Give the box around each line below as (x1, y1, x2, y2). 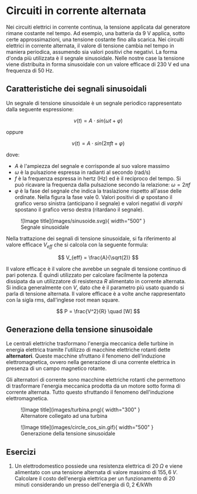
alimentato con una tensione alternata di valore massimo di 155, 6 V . (14, 469, 178, 476)
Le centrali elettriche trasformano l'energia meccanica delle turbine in (6, 340, 174, 347)
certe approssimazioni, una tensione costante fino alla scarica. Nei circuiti (6, 36, 184, 43)
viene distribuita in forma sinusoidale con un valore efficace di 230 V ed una (6, 60, 190, 68)
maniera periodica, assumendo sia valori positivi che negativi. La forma (6, 48, 178, 55)
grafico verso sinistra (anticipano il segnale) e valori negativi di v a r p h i (14, 200, 183, 207)
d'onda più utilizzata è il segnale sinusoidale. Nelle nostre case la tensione (6, 54, 185, 61)
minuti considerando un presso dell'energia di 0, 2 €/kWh (14, 481, 153, 488)
